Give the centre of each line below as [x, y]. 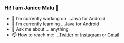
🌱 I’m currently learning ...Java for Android [55, 24]
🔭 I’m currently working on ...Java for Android [59, 19]
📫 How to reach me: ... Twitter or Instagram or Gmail [65, 35]
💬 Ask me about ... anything [40, 29]
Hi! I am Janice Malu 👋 [32, 8]
